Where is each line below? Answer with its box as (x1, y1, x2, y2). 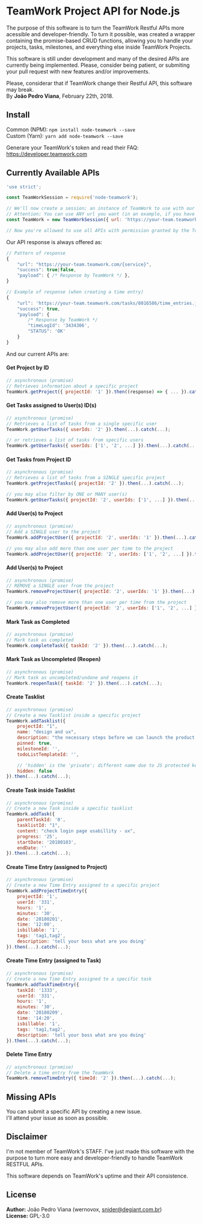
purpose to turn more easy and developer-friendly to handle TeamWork (6, 1154, 183, 1161)
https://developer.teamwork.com (6, 150, 88, 157)
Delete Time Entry (6, 1050, 52, 1058)
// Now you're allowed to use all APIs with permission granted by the (6, 227, 189, 233)
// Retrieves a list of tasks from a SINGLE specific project (6, 475, 165, 481)
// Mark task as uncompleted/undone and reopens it (6, 674, 138, 680)
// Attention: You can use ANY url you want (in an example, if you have (6, 211, 195, 218)
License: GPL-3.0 (6, 1212, 50, 1219)
